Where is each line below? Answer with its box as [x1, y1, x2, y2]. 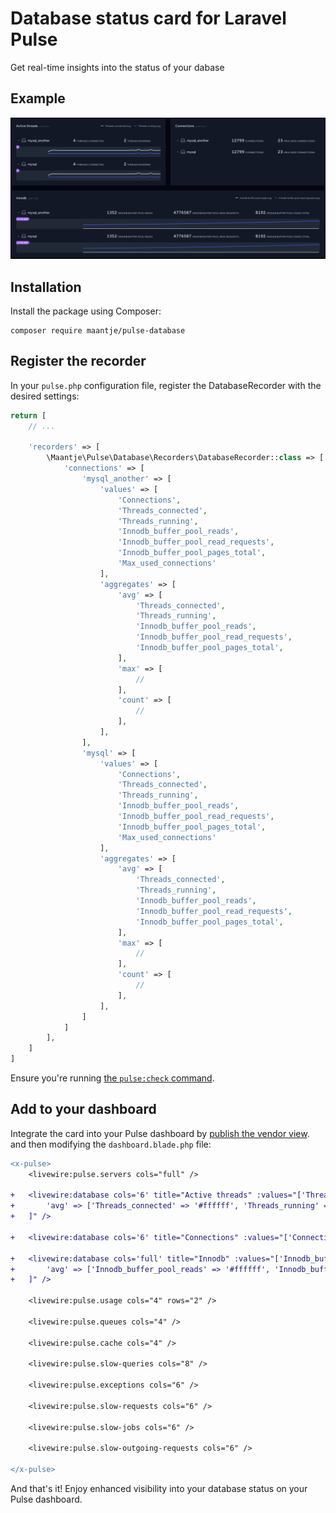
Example [10, 90, 66, 107]
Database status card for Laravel [10, 7, 287, 30]
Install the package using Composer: [10, 305, 162, 317]
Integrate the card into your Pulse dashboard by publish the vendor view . [10, 1127, 310, 1139]
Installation [10, 278, 82, 296]
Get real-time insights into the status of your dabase [10, 61, 225, 73]
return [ [10, 410, 47, 421]
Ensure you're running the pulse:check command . [10, 1072, 215, 1084]
